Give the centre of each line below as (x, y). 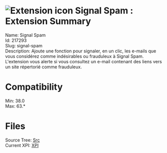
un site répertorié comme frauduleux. (43, 67)
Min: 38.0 (15, 101)
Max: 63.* (15, 106)
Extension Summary (48, 21)
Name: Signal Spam (25, 35)
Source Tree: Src (22, 140)
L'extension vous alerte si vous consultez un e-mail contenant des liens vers (84, 61)
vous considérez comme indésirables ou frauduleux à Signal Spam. (74, 56)
